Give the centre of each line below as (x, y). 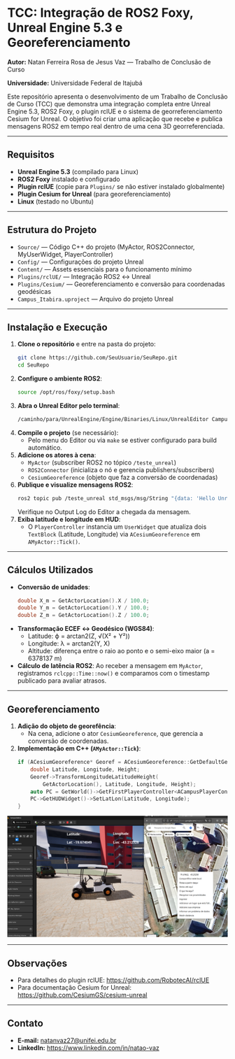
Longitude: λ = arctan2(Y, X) (69, 644)
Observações (37, 963)
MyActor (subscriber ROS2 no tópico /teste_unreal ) (102, 462)
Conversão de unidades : (54, 587)
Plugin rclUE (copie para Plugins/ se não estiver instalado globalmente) (121, 186)
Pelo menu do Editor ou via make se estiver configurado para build (122, 440)
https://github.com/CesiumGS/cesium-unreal (82, 995)
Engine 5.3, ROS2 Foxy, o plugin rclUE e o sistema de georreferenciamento (115, 111)
